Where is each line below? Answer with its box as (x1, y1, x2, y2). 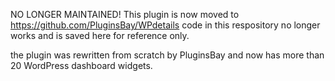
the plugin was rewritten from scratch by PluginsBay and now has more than (10, 49, 325, 61)
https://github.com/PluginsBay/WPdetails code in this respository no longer (10, 19, 321, 31)
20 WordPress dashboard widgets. (10, 60, 153, 71)
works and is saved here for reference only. (10, 30, 190, 41)
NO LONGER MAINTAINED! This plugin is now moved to (10, 9, 240, 20)
